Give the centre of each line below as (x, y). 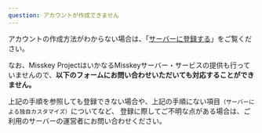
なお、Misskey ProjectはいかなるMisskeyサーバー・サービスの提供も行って (129, 65)
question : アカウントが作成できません (64, 15)
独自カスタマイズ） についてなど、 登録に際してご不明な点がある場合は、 (131, 111)
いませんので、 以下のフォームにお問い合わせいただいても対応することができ (131, 74)
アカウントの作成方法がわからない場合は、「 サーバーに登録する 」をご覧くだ (130, 38)
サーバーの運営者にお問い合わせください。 (97, 120)
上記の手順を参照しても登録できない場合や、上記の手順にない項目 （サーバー (129, 101)
